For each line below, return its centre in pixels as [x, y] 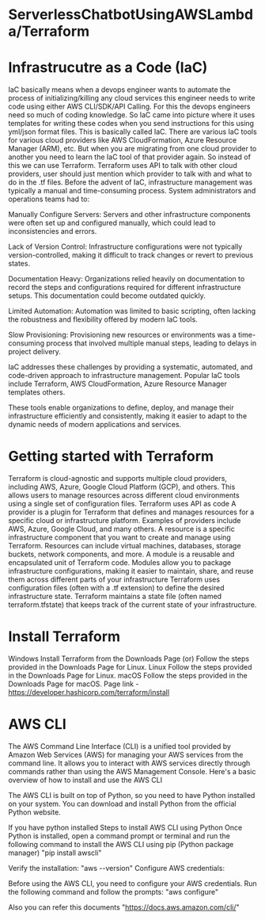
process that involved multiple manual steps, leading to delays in [151, 343]
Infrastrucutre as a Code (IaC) [108, 68]
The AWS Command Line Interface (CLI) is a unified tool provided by [120, 746]
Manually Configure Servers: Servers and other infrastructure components [129, 215]
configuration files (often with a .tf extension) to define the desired [116, 588]
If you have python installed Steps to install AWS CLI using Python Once [125, 827]
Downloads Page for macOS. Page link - [74, 684]
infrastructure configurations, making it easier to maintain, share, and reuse [131, 571]
